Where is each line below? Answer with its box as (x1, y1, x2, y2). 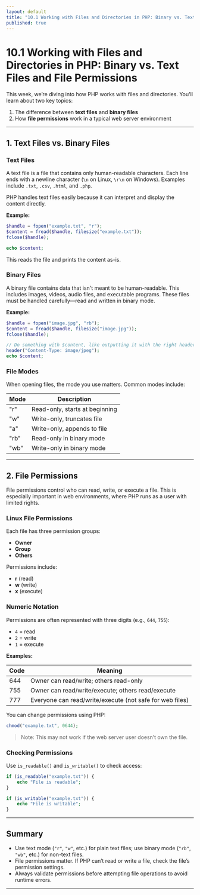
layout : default (6, 8, 46, 15)
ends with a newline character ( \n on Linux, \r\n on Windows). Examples (6, 176, 186, 183)
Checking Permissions (6, 748, 73, 756)
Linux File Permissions (6, 514, 73, 523)
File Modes (6, 367, 39, 375)
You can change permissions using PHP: (6, 711, 106, 718)
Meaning (96, 666, 123, 675)
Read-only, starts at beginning (32, 405, 117, 413)
